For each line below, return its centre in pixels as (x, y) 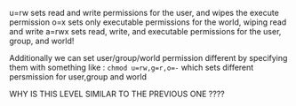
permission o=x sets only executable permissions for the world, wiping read (148, 22)
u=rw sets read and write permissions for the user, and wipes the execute (144, 13)
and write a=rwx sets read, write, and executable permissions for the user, (145, 31)
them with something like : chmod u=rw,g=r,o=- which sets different (132, 67)
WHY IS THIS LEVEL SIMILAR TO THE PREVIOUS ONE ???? (117, 94)
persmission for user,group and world (78, 77)
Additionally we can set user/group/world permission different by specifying (148, 58)
